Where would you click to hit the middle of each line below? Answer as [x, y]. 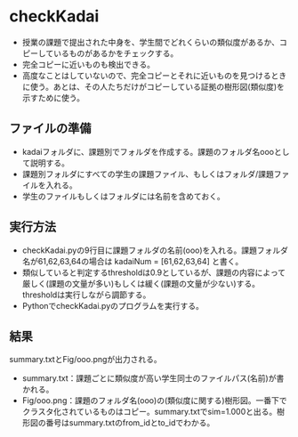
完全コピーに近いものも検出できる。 [89, 64]
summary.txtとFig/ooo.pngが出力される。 [85, 360]
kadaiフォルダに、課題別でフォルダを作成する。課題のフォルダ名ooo [148, 151]
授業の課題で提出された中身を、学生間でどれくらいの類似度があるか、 [151, 42]
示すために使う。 [53, 97]
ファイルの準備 [50, 129]
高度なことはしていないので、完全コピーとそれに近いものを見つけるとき [154, 75]
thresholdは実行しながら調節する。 [86, 295]
